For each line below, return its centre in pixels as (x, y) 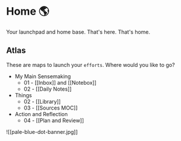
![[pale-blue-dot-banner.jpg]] (42, 132)
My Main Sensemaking (43, 76)
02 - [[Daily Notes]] (48, 89)
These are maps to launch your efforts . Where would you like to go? (90, 65)
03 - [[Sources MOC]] (51, 108)
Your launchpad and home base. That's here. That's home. (78, 32)
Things (23, 95)
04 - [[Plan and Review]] (54, 120)
